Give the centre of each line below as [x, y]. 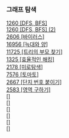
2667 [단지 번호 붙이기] [34, 82]
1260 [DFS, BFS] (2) [31, 30]
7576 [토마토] [23, 74]
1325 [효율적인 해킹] [30, 59]
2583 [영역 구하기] [28, 90]
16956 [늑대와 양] [27, 44]
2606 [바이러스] [25, 37]
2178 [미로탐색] [25, 67]
